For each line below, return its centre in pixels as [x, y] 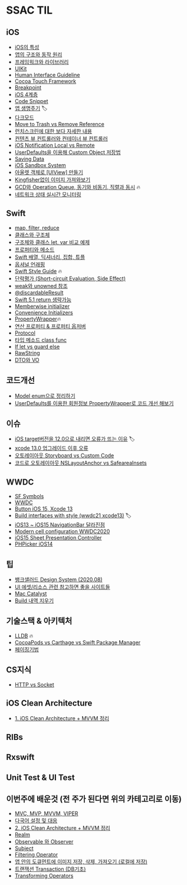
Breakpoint [28, 87]
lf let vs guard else [37, 347]
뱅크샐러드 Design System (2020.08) [58, 580]
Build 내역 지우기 [34, 601]
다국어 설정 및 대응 [36, 820]
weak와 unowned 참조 [41, 286]
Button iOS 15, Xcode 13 [44, 509]
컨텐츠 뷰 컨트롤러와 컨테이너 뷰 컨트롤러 [61, 139]
